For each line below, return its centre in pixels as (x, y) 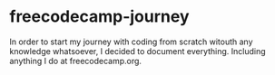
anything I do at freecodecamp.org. (76, 61)
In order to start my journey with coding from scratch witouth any (131, 42)
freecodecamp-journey (99, 17)
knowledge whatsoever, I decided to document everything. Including (137, 51)
